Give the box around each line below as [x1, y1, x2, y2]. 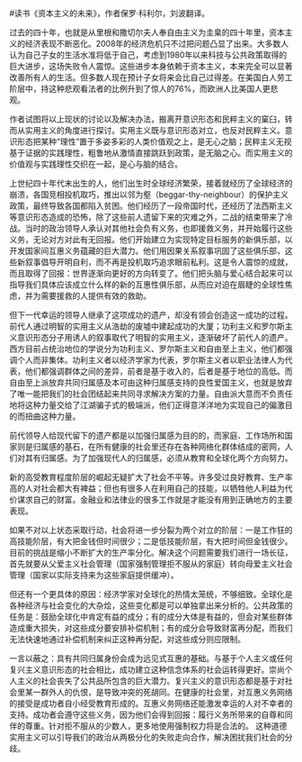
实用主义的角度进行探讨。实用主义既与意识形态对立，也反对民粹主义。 [24, 125, 285, 135]
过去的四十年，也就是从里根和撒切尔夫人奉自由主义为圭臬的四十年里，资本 [9, 27, 285, 38]
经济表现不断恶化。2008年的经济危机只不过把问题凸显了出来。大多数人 [24, 39, 289, 49]
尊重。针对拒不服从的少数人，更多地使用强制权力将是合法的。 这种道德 [24, 721, 288, 731]
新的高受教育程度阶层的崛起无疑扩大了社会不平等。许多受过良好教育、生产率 [9, 472, 293, 482]
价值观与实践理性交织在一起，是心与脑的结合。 [9, 159, 182, 169]
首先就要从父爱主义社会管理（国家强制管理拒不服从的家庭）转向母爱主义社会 [9, 558, 293, 569]
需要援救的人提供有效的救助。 [40, 291, 151, 301]
